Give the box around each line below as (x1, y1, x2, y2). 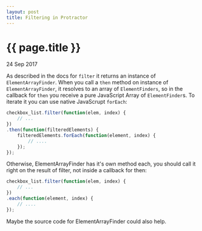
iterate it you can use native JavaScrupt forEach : (6, 98, 127, 105)
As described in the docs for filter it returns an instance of (6, 72, 156, 79)
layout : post (6, 8, 39, 15)
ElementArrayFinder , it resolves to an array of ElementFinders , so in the (6, 85, 183, 93)
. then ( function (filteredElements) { (6, 127, 99, 133)
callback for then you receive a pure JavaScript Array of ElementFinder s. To (6, 92, 195, 99)
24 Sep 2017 (6, 61, 38, 68)
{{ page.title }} (6, 41, 81, 55)
